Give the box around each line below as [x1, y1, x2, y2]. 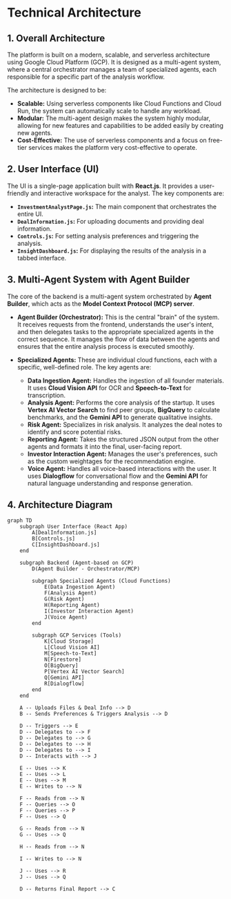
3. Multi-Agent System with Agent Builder [7, 274, 190, 286]
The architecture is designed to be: [7, 86, 107, 94]
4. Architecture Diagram [7, 499, 113, 511]
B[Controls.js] [32, 535, 76, 543]
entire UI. [17, 209, 43, 218]
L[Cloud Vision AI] [43, 644, 100, 651]
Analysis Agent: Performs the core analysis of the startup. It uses [27, 398, 215, 407]
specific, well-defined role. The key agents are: [17, 362, 152, 371]
